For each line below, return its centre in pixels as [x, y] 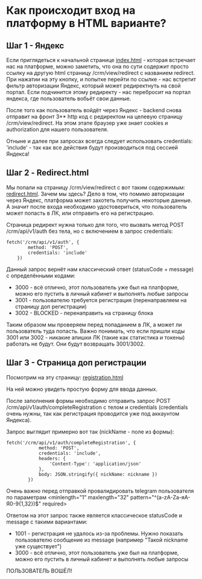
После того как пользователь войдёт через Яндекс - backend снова [94, 110]
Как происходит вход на [71, 11]
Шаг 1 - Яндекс [35, 46]
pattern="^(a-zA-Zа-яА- [161, 497]
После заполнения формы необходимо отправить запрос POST [88, 400]
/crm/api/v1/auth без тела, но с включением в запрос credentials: [90, 231]
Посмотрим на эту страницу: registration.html [65, 377]
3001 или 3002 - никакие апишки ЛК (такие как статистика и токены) [96, 337]
